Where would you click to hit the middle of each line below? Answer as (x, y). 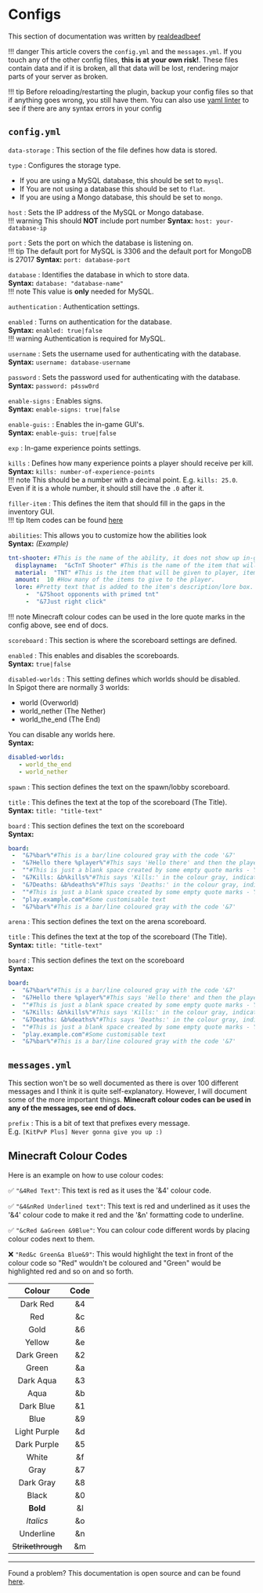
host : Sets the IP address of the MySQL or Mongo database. (106, 212)
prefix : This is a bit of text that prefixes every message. (99, 1124)
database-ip (27, 228)
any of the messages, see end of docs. (72, 1108)
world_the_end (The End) (60, 719)
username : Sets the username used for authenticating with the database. (124, 353)
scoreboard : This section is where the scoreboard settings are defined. (122, 640)
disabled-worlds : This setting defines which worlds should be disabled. (124, 679)
